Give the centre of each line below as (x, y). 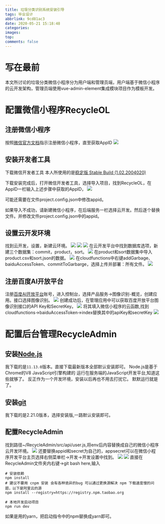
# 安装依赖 (15, 473)
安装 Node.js (24, 354)
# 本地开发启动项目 (22, 502)
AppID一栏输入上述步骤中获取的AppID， (46, 189)
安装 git (16, 402)
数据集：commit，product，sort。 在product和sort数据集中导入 (85, 252)
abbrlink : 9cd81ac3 (25, 19)
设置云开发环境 (28, 233)
